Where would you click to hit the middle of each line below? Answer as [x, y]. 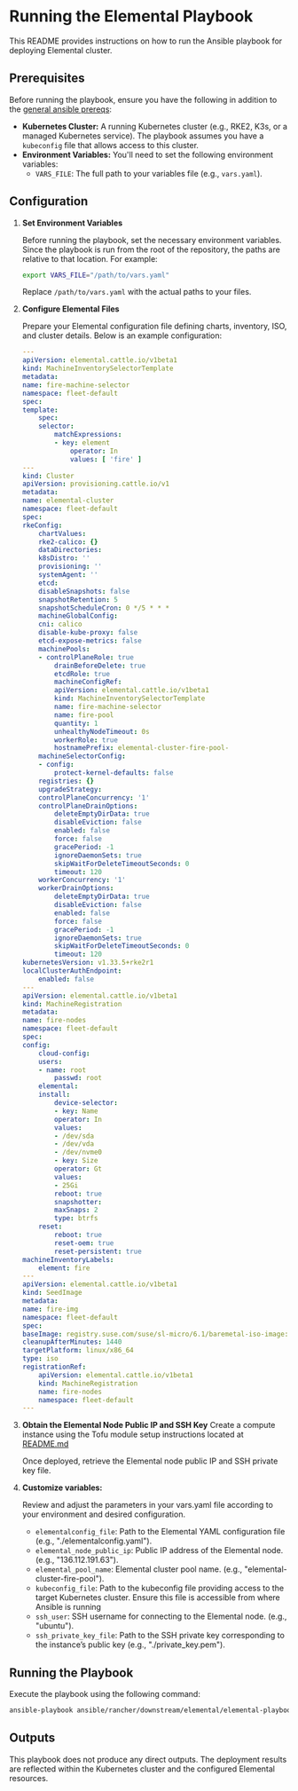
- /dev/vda [74, 1144]
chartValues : [63, 533]
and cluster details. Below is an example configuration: [122, 335]
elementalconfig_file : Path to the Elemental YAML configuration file [160, 1532]
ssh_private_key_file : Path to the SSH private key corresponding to [160, 1636]
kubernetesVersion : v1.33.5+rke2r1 [88, 963]
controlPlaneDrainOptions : [88, 806]
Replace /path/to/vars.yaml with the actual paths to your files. [137, 292]
